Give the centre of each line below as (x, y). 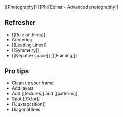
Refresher (20, 22)
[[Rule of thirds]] (28, 35)
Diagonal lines (26, 109)
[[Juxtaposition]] (29, 104)
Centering (22, 39)
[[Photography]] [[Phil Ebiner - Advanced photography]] (61, 7)
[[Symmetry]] (25, 50)
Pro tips (17, 71)
